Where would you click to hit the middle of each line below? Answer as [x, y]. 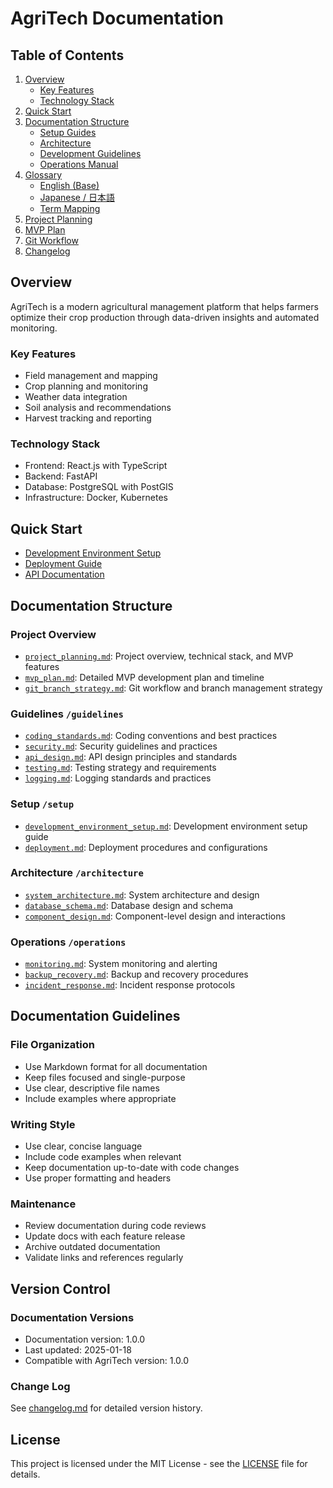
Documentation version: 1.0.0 [85, 1339]
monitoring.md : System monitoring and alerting [121, 964]
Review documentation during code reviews [115, 1226]
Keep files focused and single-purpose [105, 1077]
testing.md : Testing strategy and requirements [120, 768]
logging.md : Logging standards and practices [118, 778]
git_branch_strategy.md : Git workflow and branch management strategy [173, 688]
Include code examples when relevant [103, 1157]
